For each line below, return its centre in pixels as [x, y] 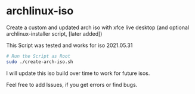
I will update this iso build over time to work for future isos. [78, 73]
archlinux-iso [40, 11]
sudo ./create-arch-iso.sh [40, 62]
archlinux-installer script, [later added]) [54, 33]
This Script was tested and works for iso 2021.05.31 [69, 45]
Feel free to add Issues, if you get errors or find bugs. [72, 84]
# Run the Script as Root [38, 56]
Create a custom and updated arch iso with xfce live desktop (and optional [98, 27]
